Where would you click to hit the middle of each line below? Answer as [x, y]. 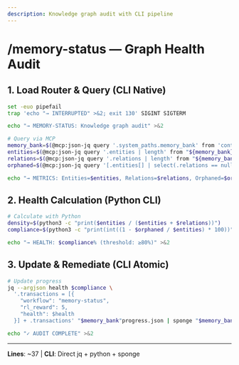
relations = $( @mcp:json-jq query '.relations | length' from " [101, 158]
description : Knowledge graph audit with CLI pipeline [90, 14]
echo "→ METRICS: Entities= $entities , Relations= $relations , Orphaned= [116, 178]
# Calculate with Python [44, 217]
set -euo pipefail [34, 107]
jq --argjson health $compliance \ [60, 288]
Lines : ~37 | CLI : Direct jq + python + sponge [74, 354]
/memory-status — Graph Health [106, 49]
